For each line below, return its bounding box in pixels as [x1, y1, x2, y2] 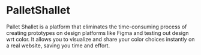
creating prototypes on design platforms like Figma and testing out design [6, 29, 189, 36]
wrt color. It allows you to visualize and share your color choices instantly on [6, 35, 195, 43]
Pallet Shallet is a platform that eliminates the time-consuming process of [6, 23, 187, 30]
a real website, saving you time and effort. [6, 42, 110, 49]
